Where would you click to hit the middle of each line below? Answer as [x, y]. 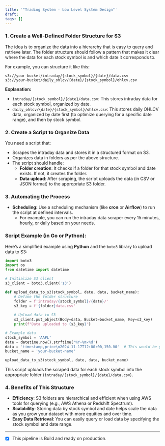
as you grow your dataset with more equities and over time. [72, 414]
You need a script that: [28, 143]
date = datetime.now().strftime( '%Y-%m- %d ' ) [51, 342]
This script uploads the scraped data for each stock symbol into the [74, 370]
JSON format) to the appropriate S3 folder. [63, 184]
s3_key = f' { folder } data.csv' [45, 306]
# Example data [21, 333]
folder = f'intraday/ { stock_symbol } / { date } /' [61, 301]
